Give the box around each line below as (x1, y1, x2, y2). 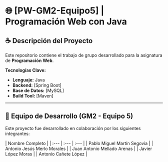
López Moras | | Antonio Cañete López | (5, 150, 87, 157)
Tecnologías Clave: (5, 67, 46, 73)
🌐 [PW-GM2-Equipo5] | (5, 5, 104, 16)
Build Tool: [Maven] (12, 93, 53, 98)
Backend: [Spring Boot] (12, 82, 61, 88)
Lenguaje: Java (12, 77, 45, 82)
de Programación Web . (5, 57, 54, 63)
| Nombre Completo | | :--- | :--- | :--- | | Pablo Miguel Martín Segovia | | (5, 140, 153, 146)
